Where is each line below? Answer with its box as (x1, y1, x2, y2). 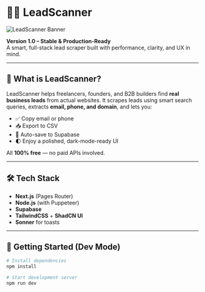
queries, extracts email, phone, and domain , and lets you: (6, 103, 153, 110)
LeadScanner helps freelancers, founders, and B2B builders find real (6, 90, 179, 97)
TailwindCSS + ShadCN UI (15, 212, 84, 219)
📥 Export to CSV (15, 122, 58, 129)
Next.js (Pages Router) (15, 192, 73, 200)
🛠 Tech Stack (6, 173, 60, 183)
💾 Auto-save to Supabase (15, 130, 80, 138)
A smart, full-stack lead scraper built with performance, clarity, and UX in (6, 44, 190, 51)
